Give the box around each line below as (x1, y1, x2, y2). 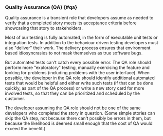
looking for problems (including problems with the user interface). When (5, 70, 150, 76)
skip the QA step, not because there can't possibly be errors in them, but (5, 116, 151, 121)
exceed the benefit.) (5, 126, 46, 132)
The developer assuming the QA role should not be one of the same (5, 105, 141, 111)
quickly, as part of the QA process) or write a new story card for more (5, 85, 145, 91)
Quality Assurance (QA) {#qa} (5, 4, 78, 11)
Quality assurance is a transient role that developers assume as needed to (5, 15, 154, 21)
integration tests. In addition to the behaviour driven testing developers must (5, 40, 158, 46)
